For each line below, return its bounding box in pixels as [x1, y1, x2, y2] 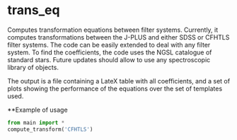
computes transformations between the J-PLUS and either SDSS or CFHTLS [7, 33, 230, 41]
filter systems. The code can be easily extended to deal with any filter [7, 40, 211, 49]
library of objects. [7, 63, 59, 71]
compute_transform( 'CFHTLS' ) [7, 126, 93, 133]
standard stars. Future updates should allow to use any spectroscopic [7, 55, 211, 64]
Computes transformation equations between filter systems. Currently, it [7, 25, 219, 34]
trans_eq [7, 2, 60, 18]
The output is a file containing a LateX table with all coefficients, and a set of [7, 76, 231, 85]
